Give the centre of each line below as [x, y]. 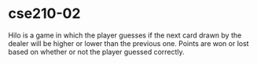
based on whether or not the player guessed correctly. [96, 52]
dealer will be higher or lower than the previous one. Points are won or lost [128, 43]
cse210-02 [44, 14]
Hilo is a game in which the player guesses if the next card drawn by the [125, 35]
